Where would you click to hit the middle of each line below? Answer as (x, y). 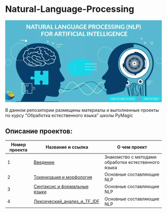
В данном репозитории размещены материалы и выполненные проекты (82, 110)
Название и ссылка (67, 147)
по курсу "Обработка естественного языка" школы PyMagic (69, 116)
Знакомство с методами (130, 157)
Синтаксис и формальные (61, 187)
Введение (44, 162)
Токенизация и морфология (63, 177)
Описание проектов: (39, 131)
